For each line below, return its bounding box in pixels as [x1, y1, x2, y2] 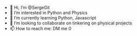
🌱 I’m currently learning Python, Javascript [9, 15, 96, 20]
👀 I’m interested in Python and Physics [9, 10, 87, 16]
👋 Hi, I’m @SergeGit [9, 5, 50, 10]
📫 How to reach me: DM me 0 [9, 26, 72, 31]
